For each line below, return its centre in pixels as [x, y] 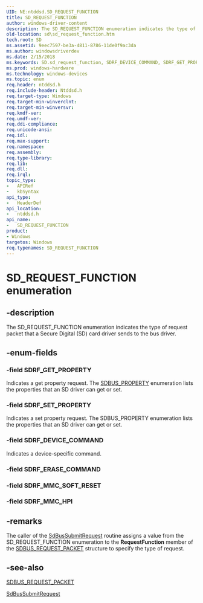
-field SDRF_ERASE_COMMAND [53, 469]
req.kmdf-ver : [24, 113]
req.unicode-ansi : [29, 130]
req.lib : [17, 164]
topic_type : [21, 181]
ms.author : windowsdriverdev [43, 51]
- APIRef [20, 186]
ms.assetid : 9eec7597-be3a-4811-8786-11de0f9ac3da [71, 46]
